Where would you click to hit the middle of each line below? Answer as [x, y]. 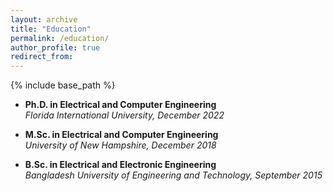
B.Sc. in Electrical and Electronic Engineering [120, 165]
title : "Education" [51, 29]
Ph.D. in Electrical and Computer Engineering [120, 105]
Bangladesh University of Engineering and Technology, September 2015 [173, 175]
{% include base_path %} [63, 85]
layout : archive [44, 19]
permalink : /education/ [60, 38]
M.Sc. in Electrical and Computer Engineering [121, 135]
